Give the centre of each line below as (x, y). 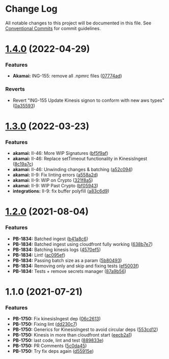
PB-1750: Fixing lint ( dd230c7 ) (45, 324)
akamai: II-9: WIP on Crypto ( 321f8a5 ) (53, 180)
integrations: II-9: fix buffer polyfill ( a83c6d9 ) (61, 191)
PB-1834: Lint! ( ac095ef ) (39, 255)
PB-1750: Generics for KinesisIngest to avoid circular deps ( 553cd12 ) (85, 329)
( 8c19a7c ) (23, 164)
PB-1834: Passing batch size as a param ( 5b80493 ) (67, 260)
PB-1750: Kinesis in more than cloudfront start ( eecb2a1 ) (72, 335)
